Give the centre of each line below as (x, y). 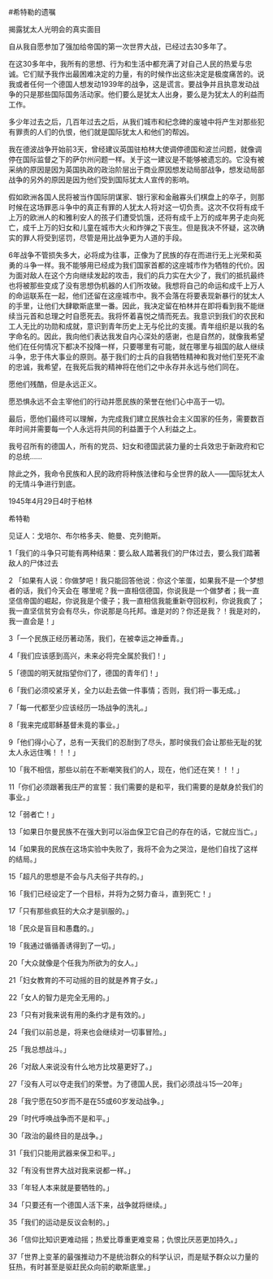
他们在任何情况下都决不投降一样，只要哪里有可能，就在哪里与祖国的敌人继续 (136, 347)
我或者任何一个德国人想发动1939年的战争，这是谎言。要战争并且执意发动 (130, 84)
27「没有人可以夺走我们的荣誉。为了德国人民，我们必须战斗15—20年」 (127, 1084)
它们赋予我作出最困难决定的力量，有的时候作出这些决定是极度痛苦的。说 (143, 74)
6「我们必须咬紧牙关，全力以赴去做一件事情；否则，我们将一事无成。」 (126, 690)
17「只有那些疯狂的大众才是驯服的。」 (71, 911)
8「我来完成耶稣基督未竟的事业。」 (66, 725)
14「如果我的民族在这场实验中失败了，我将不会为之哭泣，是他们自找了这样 (133, 849)
